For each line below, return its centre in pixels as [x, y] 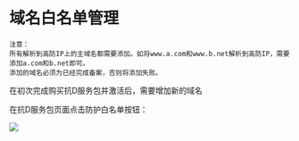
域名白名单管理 [64, 18]
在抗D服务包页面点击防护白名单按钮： [79, 109]
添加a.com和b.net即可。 [49, 63]
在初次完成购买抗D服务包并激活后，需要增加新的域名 [106, 90]
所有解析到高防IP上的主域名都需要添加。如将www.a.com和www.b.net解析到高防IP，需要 [149, 54]
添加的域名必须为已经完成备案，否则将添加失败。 [86, 72]
